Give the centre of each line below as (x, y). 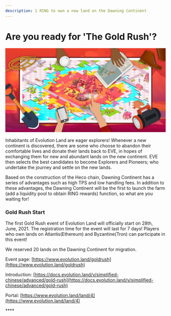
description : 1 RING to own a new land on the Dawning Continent (76, 11)
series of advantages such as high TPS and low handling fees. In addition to (85, 183)
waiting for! (17, 199)
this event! (16, 239)
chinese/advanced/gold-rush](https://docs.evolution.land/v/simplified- (79, 280)
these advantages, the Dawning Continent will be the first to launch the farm (85, 188)
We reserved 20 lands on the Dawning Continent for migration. (71, 250)
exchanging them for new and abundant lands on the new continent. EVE (82, 156)
